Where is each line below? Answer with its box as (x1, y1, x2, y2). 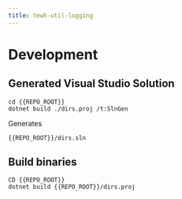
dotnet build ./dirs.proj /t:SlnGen (8, 104, 128, 113)
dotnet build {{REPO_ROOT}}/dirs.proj (8, 183, 136, 191)
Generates (8, 118, 43, 128)
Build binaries (8, 156, 77, 169)
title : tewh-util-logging (8, 11, 93, 20)
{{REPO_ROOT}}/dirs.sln (8, 133, 87, 142)
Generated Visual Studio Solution (8, 77, 175, 91)
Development (8, 45, 98, 63)
